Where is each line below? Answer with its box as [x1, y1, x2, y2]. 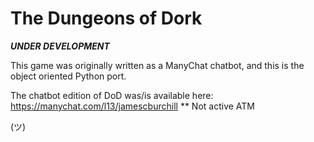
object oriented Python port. [10, 70, 127, 82]
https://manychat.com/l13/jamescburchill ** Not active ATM [10, 100, 255, 112]
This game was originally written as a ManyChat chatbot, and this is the [10, 59, 305, 71]
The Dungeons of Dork [10, 7, 203, 30]
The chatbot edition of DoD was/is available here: [10, 89, 214, 101]
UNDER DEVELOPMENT [10, 40, 110, 52]
